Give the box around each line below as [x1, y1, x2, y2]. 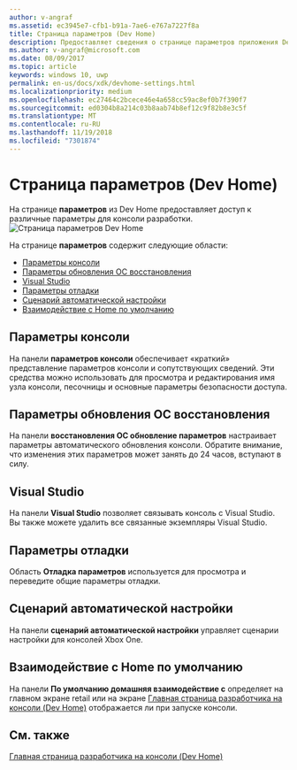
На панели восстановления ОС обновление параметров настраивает [9, 430, 277, 441]
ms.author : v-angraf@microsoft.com [9, 46, 141, 55]
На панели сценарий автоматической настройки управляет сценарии [9, 625, 279, 635]
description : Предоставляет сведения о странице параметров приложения [9, 37, 278, 47]
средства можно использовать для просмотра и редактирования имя [9, 372, 276, 382]
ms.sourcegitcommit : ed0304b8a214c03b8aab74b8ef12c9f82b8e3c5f [9, 104, 247, 112]
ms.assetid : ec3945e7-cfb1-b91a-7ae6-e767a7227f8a [9, 21, 200, 30]
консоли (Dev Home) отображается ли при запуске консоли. [9, 702, 238, 712]
